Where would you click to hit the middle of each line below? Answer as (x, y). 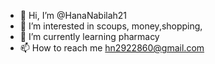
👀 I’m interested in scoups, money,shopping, (111, 26)
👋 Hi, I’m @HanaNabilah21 (73, 15)
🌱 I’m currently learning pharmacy (89, 36)
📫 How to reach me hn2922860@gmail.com (112, 48)
